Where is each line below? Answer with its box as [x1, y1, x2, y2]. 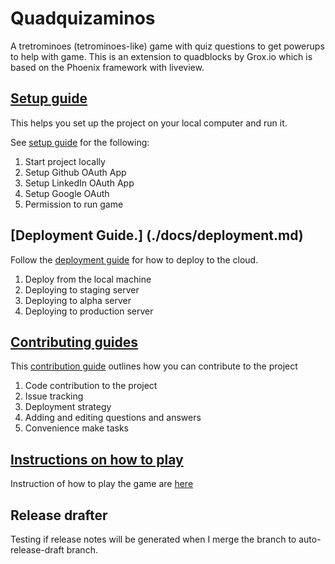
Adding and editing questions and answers [24, 412, 202, 424]
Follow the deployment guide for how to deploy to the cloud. [10, 253, 259, 266]
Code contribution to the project [24, 380, 158, 392]
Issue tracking [24, 390, 84, 402]
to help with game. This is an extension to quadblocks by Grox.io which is [10, 50, 313, 62]
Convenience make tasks [24, 422, 130, 434]
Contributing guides [10, 333, 139, 351]
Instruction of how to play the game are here [10, 478, 194, 490]
